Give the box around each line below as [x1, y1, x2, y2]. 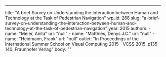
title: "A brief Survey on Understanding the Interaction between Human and [5, 10, 158, 15]
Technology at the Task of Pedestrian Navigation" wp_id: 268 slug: [5, 15, 141, 21]
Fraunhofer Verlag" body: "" [14, 46, 72, 52]
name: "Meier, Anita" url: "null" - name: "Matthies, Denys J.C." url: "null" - [5, 30, 155, 36]
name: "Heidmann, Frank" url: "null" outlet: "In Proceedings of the [5, 36, 139, 42]
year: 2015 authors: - [108, 26, 151, 31]
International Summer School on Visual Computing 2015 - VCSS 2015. [5, 41, 147, 47]
